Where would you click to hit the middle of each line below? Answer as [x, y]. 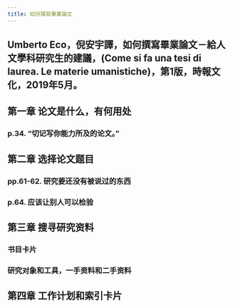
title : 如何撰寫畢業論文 [40, 14]
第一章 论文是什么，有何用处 [69, 111]
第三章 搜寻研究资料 [51, 227]
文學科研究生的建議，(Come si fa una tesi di [104, 58]
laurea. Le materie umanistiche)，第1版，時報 [109, 72]
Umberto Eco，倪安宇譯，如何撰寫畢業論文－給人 [116, 45]
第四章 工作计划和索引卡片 [65, 296]
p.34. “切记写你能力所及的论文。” [63, 134]
